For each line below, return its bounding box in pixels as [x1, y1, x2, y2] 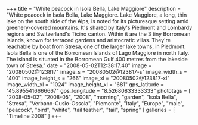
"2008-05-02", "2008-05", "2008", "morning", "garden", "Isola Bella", [6, 93, 178, 101]
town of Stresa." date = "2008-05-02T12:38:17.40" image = [6, 62, 152, 69]
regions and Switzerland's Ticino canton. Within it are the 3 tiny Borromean [6, 30, 191, 37]
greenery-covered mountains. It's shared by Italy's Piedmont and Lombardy [6, 24, 193, 31]
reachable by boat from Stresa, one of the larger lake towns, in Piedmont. [6, 43, 186, 50]
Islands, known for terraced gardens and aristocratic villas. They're [6, 37, 171, 43]
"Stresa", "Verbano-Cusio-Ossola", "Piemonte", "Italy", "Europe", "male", [6, 100, 184, 107]
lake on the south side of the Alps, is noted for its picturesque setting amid [6, 18, 189, 24]
